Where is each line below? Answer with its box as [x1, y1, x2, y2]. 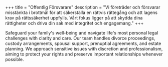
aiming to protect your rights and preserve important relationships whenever [5, 51, 163, 57]
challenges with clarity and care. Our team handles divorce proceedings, [5, 35, 155, 41]
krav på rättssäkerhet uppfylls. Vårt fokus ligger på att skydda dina [5, 15, 143, 20]
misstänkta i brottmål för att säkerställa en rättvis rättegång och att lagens [5, 9, 158, 15]
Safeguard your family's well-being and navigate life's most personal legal [5, 30, 158, 35]
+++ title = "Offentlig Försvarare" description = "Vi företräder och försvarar [5, 4, 160, 10]
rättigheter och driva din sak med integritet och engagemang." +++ [5, 20, 144, 26]
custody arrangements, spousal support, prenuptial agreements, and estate [5, 40, 161, 46]
